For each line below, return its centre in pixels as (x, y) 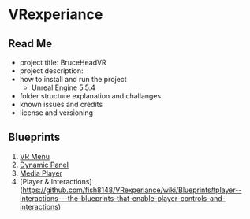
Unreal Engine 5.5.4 (63, 87)
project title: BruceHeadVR (63, 62)
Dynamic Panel (44, 165)
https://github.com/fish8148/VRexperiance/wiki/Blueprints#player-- (132, 190)
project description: (52, 71)
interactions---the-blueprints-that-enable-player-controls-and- (123, 198)
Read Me (30, 44)
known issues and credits (61, 104)
